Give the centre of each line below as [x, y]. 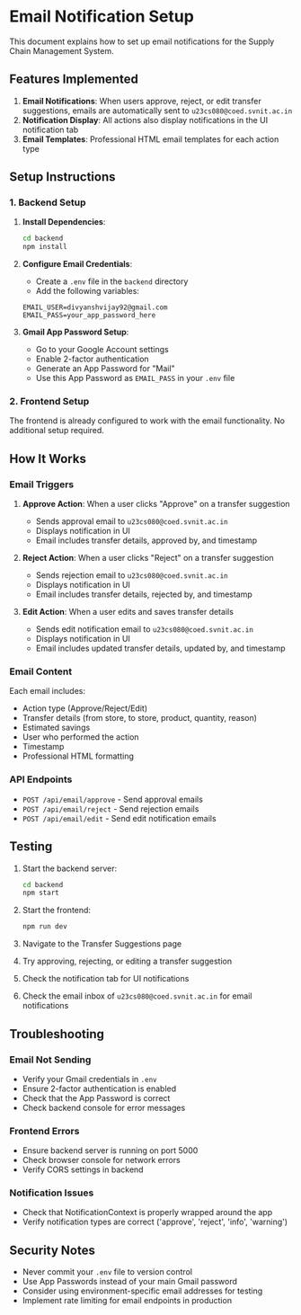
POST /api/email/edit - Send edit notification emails [120, 818]
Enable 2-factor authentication [93, 359]
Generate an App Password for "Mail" [105, 369]
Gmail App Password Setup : [75, 332]
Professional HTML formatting [78, 756]
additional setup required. [57, 431]
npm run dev [44, 927]
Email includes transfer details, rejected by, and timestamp [144, 594]
